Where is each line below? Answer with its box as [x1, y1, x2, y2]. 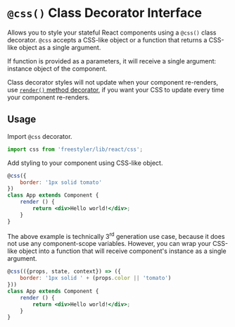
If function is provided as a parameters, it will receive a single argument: [7, 56, 217, 65]
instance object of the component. [7, 64, 108, 73]
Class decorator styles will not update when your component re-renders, [7, 78, 219, 86]
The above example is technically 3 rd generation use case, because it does [7, 230, 225, 240]
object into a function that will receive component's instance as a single [18, 247, 227, 255]
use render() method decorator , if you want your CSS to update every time [7, 85, 225, 94]
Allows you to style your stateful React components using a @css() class [7, 28, 217, 37]
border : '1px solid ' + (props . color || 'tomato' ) [20, 275, 172, 282]
